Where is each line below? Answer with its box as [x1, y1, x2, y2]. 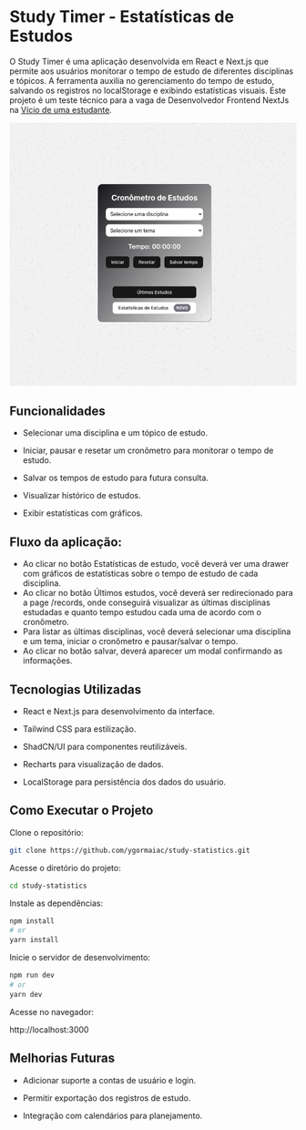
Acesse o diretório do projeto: [9, 862, 121, 873]
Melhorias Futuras [9, 1051, 116, 1066]
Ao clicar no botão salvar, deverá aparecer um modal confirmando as [22, 645, 283, 657]
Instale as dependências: [9, 898, 104, 909]
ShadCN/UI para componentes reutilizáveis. [22, 741, 188, 752]
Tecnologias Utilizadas [9, 682, 142, 697]
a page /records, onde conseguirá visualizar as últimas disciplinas [22, 597, 270, 608]
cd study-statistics [9, 881, 88, 890]
